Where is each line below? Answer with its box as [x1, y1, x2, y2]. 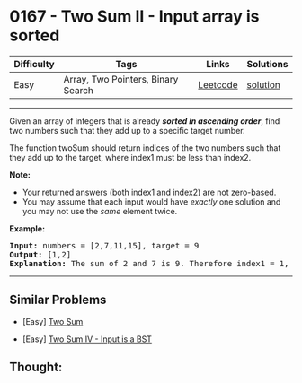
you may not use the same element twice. [22, 205, 178, 216]
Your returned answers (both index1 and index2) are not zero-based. [22, 187, 277, 197]
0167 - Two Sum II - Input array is [9, 6, 260, 27]
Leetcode [197, 78, 238, 91]
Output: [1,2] [9, 249, 72, 259]
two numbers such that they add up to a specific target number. [9, 125, 245, 135]
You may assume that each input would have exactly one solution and [22, 196, 281, 207]
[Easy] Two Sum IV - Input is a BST [22, 334, 153, 344]
